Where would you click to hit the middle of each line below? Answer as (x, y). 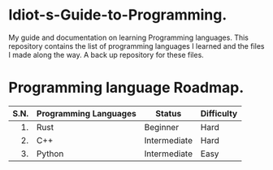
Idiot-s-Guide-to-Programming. (118, 15)
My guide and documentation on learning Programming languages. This (129, 37)
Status (169, 113)
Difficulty (219, 113)
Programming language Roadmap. (126, 88)
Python (50, 154)
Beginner (162, 127)
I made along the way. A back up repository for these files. (106, 54)
